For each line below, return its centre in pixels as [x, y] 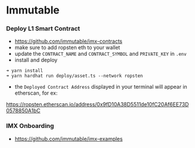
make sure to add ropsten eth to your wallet [67, 48]
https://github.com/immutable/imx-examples [69, 139]
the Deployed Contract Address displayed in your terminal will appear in [101, 87]
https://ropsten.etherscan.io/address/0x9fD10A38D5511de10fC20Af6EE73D [97, 105]
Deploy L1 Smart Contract [43, 29]
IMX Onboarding [30, 126]
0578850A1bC [23, 111]
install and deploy [36, 60]
